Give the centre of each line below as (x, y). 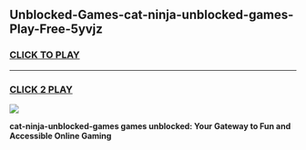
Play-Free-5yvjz (56, 30)
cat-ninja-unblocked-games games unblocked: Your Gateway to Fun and (150, 125)
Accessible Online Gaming (61, 135)
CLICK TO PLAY (45, 55)
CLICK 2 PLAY (41, 89)
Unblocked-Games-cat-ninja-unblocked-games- (152, 15)
